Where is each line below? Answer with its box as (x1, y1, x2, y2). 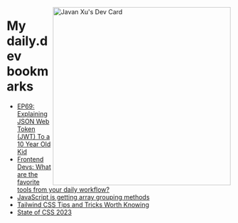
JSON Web (16, 117, 50, 125)
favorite (16, 177, 40, 186)
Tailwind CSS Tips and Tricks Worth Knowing (16, 200, 150, 209)
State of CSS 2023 (16, 207, 72, 217)
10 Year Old (16, 140, 51, 148)
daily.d (6, 33, 48, 49)
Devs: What (16, 162, 51, 171)
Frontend (16, 155, 44, 163)
